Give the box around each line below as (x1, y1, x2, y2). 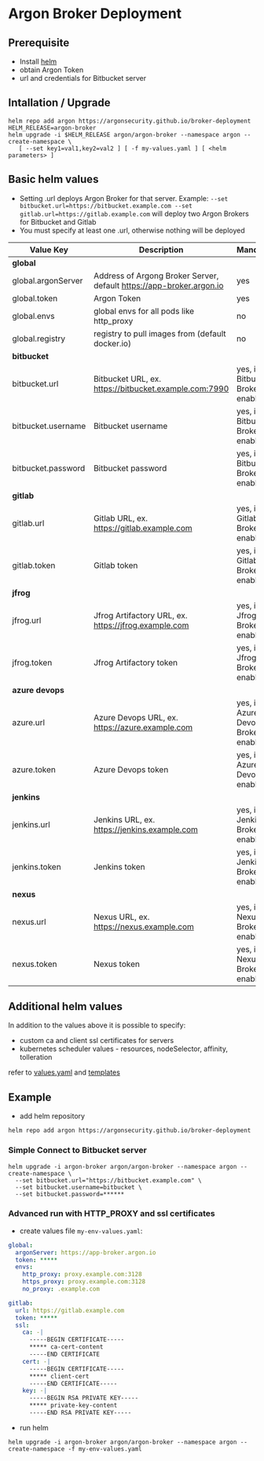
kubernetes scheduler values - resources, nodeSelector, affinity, (19, 1044, 228, 1053)
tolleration (19, 1053, 53, 1062)
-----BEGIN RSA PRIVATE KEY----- (28, 1394, 139, 1402)
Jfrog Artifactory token (93, 657, 178, 668)
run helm (19, 1423, 49, 1432)
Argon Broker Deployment (8, 5, 182, 23)
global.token (12, 292, 58, 303)
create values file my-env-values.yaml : (19, 1226, 143, 1236)
